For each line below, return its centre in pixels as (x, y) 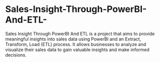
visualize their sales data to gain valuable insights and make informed (77, 49)
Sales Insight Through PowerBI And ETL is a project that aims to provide (80, 33)
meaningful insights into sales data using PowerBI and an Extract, (73, 39)
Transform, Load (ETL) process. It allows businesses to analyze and (76, 44)
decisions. (16, 55)
